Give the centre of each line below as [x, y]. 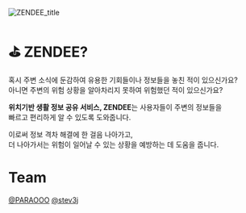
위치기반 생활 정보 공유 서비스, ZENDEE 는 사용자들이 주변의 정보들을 [115, 107]
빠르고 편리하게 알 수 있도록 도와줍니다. [70, 117]
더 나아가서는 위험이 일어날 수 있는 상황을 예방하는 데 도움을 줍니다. [114, 144]
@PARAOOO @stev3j [44, 200]
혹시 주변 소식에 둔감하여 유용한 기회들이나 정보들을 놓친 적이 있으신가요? [123, 80]
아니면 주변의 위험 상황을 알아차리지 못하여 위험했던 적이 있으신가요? [116, 90]
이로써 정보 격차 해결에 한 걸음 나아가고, [71, 134]
